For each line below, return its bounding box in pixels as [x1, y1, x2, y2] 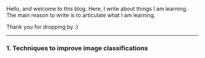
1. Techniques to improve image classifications [6, 43, 148, 52]
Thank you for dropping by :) [6, 24, 79, 30]
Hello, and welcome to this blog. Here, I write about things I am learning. [6, 5, 188, 12]
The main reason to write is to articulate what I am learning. [6, 11, 156, 19]
